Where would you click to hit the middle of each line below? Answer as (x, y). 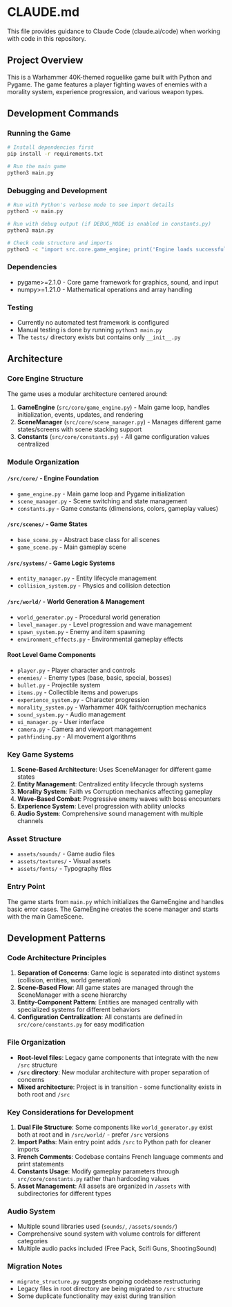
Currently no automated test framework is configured (93, 323)
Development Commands (63, 114)
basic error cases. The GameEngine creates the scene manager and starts (113, 909)
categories (32, 1241)
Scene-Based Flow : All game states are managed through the (105, 988)
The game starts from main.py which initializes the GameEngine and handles (116, 901)
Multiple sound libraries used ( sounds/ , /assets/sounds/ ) (97, 1227)
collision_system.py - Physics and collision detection (94, 586)
